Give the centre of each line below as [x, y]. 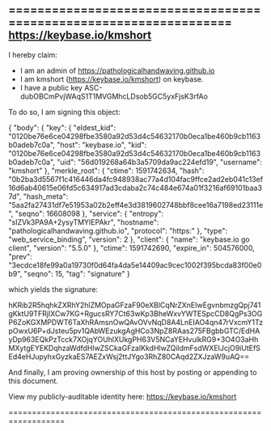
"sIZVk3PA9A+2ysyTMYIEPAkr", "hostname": [84, 222]
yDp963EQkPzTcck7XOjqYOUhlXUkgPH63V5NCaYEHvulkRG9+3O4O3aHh [133, 339]
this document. [34, 381]
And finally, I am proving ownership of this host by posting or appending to [133, 372]
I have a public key [51, 87]
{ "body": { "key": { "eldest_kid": [62, 127]
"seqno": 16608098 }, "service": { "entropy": [89, 213]
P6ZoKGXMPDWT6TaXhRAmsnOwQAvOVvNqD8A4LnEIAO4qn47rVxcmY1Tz [136, 322]
